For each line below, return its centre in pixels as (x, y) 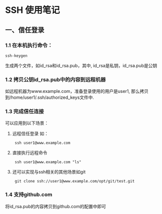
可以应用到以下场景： (27, 123)
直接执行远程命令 (30, 153)
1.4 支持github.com (29, 195)
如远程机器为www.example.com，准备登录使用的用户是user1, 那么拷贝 (77, 91)
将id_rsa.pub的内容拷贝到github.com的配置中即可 (56, 206)
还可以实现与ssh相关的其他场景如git (49, 172)
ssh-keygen (16, 56)
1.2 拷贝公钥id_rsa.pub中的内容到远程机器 (55, 80)
